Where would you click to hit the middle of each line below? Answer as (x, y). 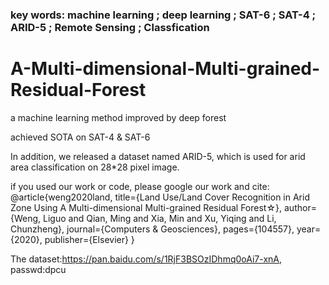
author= (300, 207)
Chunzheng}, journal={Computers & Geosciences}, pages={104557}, (152, 229)
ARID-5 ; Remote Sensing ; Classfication (110, 27)
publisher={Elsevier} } (89, 239)
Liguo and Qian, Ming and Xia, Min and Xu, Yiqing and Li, (160, 218)
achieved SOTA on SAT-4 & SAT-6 (80, 137)
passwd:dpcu (38, 269)
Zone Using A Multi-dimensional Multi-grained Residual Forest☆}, (146, 207)
